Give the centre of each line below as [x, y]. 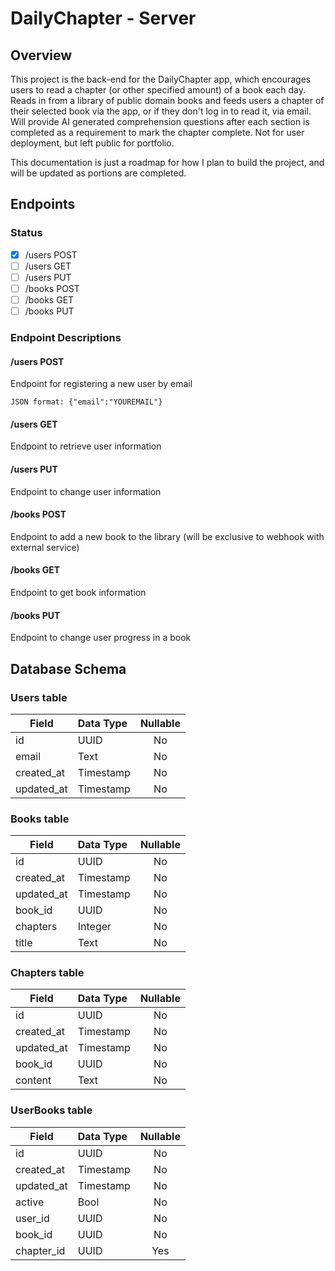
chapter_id [40, 1250]
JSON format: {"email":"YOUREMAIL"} [86, 402]
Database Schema [68, 668]
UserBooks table [51, 1110]
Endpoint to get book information [78, 592]
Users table [39, 697]
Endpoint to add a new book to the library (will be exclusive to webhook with [167, 536]
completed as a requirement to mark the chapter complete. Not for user [157, 132]
